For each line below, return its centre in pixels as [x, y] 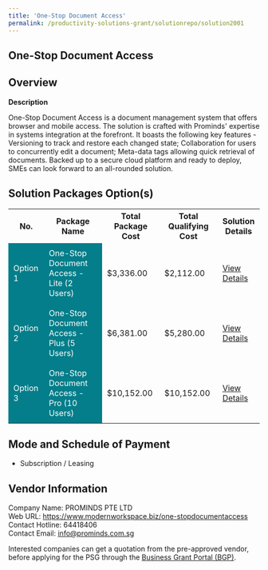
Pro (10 [63, 403]
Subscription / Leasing [57, 464]
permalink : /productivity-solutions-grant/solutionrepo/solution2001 [126, 23]
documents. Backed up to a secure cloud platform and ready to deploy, [125, 160]
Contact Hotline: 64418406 [53, 525]
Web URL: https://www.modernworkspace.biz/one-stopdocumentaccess [128, 516]
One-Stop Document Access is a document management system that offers [133, 118]
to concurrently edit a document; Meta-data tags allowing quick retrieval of [132, 151]
